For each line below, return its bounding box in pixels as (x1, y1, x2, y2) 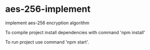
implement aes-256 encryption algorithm (5, 20, 89, 26)
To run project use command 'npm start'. (5, 39, 89, 45)
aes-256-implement (5, 3, 91, 15)
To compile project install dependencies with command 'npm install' (5, 29, 145, 35)
